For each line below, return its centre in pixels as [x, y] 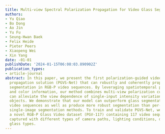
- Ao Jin [14, 28]
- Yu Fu [13, 32]
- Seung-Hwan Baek [24, 37]
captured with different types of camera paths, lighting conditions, [83, 119]
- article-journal [24, 74]
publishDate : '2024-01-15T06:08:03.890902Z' [51, 64]
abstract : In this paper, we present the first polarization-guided [77, 78]
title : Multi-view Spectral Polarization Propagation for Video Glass [79, 10]
